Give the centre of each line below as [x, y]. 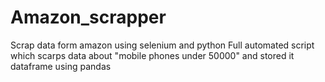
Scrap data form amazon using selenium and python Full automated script [162, 45]
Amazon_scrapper [88, 17]
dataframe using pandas [61, 66]
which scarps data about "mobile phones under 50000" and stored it [152, 55]
